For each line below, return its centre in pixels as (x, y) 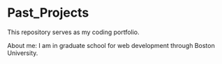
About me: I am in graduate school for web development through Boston (111, 45)
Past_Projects (48, 13)
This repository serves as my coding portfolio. (73, 32)
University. (23, 53)
